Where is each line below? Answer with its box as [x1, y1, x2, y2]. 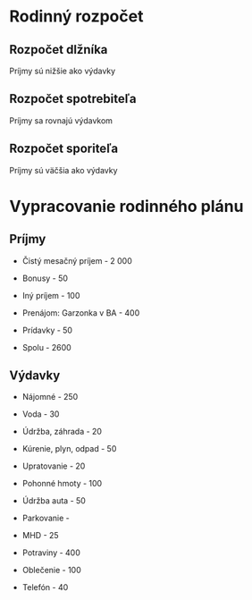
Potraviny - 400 [21, 547, 80, 558]
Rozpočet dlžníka [9, 42, 108, 57]
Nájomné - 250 [21, 392, 79, 402]
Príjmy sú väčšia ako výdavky [9, 165, 118, 175]
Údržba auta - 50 [21, 495, 87, 506]
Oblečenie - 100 [21, 565, 82, 576]
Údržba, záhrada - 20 [21, 427, 103, 437]
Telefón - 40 [21, 582, 69, 593]
